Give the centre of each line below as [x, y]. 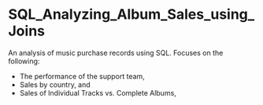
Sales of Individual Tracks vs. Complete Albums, [98, 92]
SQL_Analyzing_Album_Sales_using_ [131, 14]
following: [24, 61]
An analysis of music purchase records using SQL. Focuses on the [116, 52]
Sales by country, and [55, 85]
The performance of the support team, [82, 76]
